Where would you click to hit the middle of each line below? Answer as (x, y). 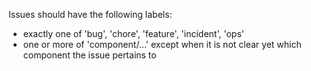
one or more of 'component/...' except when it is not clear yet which (162, 44)
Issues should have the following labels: (90, 14)
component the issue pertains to (89, 55)
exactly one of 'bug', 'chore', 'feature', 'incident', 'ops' (133, 33)
